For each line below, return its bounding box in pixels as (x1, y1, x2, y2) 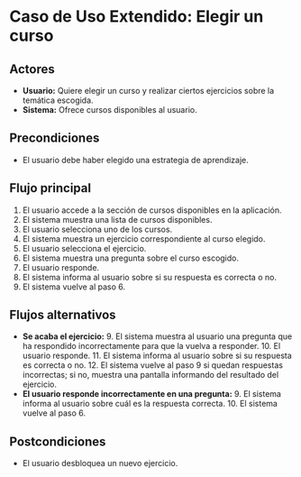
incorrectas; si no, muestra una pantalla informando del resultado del (22, 370, 279, 381)
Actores (9, 61, 56, 77)
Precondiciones (9, 131, 100, 146)
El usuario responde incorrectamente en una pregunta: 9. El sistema (22, 389, 282, 399)
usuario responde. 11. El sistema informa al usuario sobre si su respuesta (22, 350, 293, 362)
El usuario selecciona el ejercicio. (22, 243, 147, 253)
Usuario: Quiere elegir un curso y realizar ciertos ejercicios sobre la (22, 86, 275, 96)
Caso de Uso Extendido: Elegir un (9, 6, 264, 27)
